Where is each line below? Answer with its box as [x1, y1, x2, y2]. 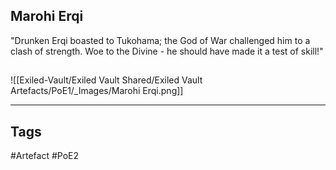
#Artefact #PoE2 [10, 150, 80, 162]
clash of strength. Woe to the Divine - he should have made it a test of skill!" [10, 45, 324, 57]
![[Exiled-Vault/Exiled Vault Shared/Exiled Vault [10, 74, 203, 86]
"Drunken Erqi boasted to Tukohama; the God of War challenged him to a [10, 34, 311, 46]
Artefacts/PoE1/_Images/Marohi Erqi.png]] [10, 85, 184, 97]
